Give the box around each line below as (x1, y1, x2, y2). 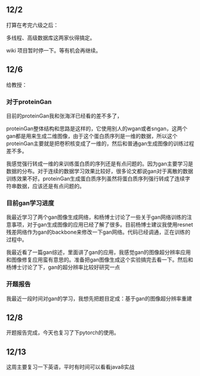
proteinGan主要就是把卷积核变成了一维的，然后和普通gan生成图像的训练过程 (6, 140, 195, 147)
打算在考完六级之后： (6, 21, 59, 29)
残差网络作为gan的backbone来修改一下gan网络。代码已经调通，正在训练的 (6, 228, 191, 236)
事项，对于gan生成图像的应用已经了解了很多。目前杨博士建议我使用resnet (11, 221, 193, 228)
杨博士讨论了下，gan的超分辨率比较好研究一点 (6, 264, 121, 271)
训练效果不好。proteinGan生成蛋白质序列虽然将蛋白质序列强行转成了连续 (6, 175, 185, 182)
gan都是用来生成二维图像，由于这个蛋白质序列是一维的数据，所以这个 (6, 132, 178, 139)
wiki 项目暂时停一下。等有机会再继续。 (6, 47, 101, 54)
